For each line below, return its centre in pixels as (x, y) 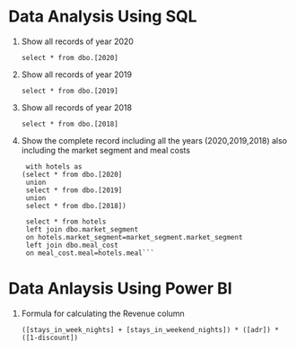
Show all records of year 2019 (76, 74)
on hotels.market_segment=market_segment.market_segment (134, 237)
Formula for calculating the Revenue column (103, 313)
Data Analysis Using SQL (103, 17)
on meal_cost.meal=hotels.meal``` (90, 253)
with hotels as (54, 166)
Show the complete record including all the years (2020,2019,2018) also (154, 140)
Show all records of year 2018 (76, 107)
